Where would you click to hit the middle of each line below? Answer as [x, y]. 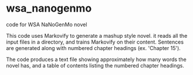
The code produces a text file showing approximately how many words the [96, 59]
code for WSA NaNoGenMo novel [47, 24]
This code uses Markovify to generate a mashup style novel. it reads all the [97, 35]
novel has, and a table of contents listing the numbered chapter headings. [95, 65]
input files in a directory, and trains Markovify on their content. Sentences [95, 42]
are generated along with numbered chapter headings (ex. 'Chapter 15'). [93, 48]
